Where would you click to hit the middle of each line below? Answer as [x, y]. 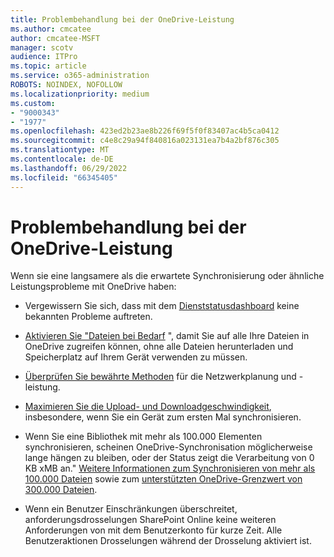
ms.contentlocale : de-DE [62, 159]
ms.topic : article [48, 66]
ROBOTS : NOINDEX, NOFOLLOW [66, 85]
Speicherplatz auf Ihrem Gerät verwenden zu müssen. [136, 357]
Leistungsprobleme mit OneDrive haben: [93, 287]
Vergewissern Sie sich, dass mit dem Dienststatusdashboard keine [162, 306]
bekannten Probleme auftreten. [88, 317]
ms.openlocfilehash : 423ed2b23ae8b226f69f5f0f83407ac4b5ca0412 [145, 131]
